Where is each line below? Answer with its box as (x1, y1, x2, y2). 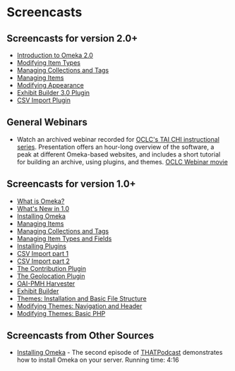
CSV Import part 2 (16, 257, 70, 265)
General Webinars (6, 116, 88, 128)
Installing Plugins (16, 241, 66, 250)
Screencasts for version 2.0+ (6, 32, 138, 44)
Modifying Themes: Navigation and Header (16, 301, 143, 310)
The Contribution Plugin (16, 264, 86, 272)
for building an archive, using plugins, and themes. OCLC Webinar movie (16, 157, 229, 166)
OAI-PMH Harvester (16, 279, 76, 288)
